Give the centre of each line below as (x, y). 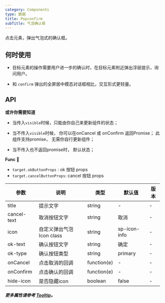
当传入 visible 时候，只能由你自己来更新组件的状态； (65, 123)
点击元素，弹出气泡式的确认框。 (37, 38)
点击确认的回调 (56, 272)
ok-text (16, 244)
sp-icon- (129, 228)
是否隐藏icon (54, 281)
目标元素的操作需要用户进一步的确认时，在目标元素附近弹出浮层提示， (83, 68)
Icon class (50, 235)
